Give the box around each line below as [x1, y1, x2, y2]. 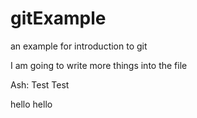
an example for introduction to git [10, 40, 148, 52]
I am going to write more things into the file [10, 59, 188, 71]
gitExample [10, 7, 107, 30]
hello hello [10, 98, 53, 110]
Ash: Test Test [10, 78, 70, 91]
